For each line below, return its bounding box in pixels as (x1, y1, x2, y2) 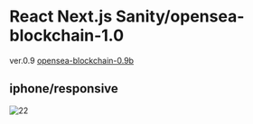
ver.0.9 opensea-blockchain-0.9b (9, 55, 134, 66)
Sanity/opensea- (116, 6, 245, 27)
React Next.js (9, 6, 113, 27)
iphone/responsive (9, 81, 119, 96)
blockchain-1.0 (9, 25, 125, 46)
